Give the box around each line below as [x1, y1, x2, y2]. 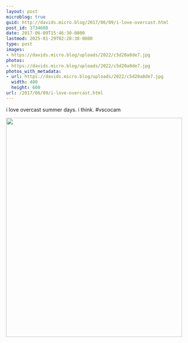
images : [6, 47, 25, 53]
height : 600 [11, 85, 41, 91]
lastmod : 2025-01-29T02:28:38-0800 [6, 36, 93, 41]
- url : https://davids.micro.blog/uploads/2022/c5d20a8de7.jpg [6, 74, 164, 79]
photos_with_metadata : [6, 68, 61, 74]
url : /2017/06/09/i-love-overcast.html [6, 90, 104, 96]
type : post [6, 41, 33, 47]
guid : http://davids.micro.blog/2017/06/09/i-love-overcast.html [6, 19, 169, 25]
